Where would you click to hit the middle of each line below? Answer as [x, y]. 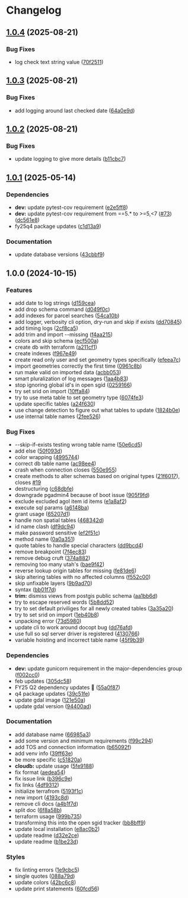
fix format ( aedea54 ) [40, 772]
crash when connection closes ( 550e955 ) [66, 470]
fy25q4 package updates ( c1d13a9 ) [58, 226]
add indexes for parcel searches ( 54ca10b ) [67, 316]
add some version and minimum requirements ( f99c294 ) [84, 741]
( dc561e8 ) [27, 219]
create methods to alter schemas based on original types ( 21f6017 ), [97, 476]
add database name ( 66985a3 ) [52, 734]
